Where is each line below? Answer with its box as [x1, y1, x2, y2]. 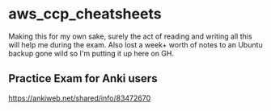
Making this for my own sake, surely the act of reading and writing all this [8, 31, 252, 41]
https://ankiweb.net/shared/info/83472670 [8, 93, 151, 103]
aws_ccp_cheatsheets [8, 5, 162, 23]
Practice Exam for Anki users [8, 72, 158, 85]
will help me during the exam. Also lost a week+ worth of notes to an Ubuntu [8, 39, 263, 49]
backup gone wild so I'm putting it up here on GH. [8, 48, 174, 58]
